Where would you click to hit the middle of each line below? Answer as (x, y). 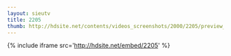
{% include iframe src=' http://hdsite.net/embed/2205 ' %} (89, 46)
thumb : (16, 26)
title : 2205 (24, 20)
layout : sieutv (29, 13)
